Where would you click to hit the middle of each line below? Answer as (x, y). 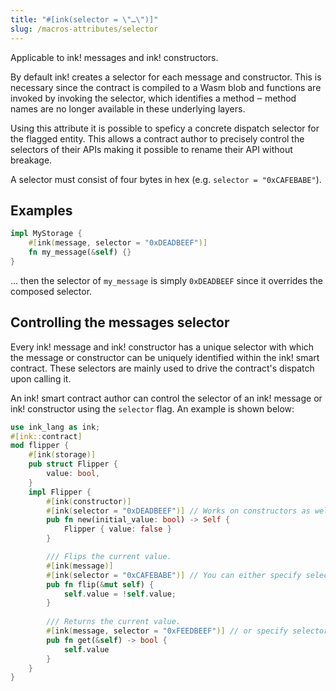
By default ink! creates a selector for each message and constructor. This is (166, 77)
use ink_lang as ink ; (55, 427)
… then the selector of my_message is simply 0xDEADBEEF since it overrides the (166, 280)
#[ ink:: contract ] (46, 436)
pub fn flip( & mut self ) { (100, 584)
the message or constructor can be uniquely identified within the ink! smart (165, 357)
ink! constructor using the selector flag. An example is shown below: (152, 408)
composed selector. (51, 291)
